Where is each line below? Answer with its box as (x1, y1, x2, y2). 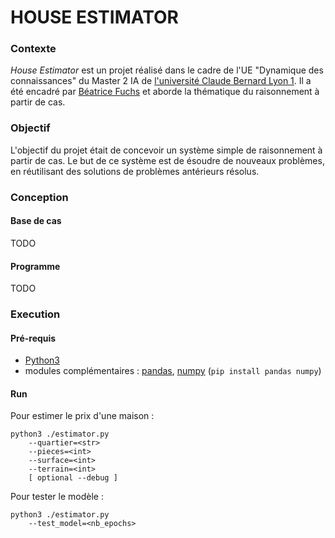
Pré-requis (10, 332, 57, 344)
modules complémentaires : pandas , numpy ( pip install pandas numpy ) (24, 365, 322, 377)
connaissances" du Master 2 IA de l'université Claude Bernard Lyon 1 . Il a (10, 75, 312, 87)
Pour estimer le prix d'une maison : (10, 410, 155, 422)
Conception (10, 190, 69, 204)
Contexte (10, 42, 57, 56)
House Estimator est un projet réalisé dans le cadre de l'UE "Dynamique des (10, 64, 324, 76)
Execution (10, 307, 61, 321)
